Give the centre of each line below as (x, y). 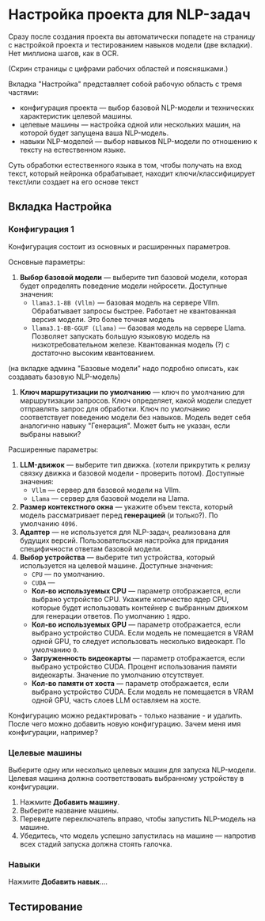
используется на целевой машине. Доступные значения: (116, 565)
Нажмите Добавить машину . (70, 802)
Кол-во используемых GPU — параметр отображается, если (136, 624)
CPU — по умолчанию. (68, 574)
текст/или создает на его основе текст (74, 182)
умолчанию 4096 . (48, 523)
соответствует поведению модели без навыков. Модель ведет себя (135, 417)
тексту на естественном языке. (73, 150)
